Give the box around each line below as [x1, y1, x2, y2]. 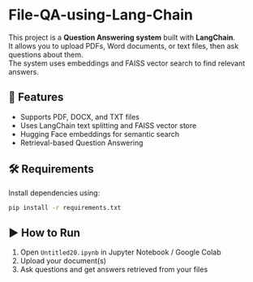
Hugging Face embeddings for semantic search [19, 129, 180, 139]
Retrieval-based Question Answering [19, 138, 144, 147]
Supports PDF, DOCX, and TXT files [19, 112, 140, 122]
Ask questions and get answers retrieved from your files [19, 265, 208, 275]
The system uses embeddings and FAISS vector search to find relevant [8, 58, 246, 68]
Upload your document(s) [19, 256, 107, 266]
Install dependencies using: [8, 188, 101, 198]
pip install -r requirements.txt [8, 203, 122, 211]
